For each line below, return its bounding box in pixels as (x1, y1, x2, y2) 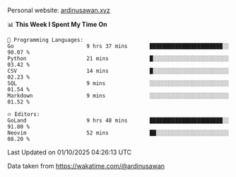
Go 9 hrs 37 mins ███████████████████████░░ (7, 42, 230, 50)
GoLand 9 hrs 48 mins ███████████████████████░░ (7, 117, 230, 124)
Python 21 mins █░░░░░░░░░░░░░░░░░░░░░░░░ (7, 55, 230, 62)
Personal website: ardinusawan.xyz (7, 6, 111, 14)
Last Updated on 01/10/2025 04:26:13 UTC (7, 148, 132, 156)
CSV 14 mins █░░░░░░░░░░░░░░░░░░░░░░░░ (7, 67, 230, 74)
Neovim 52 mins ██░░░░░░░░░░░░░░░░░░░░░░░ (7, 130, 230, 137)
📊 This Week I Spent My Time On (7, 21, 107, 28)
